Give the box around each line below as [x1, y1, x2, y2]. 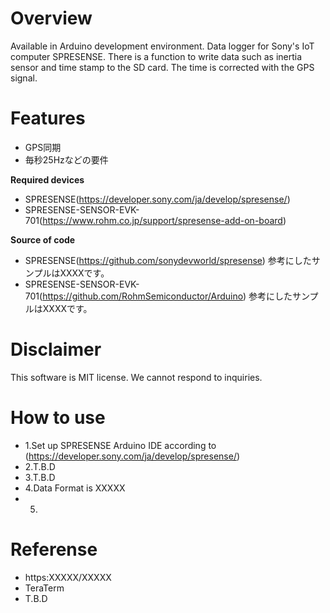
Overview [10, 7, 93, 30]
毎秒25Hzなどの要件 [24, 153, 109, 166]
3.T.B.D [24, 471, 56, 483]
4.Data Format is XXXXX [24, 482, 126, 494]
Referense [10, 538, 98, 561]
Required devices [10, 173, 85, 186]
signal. [10, 72, 38, 84]
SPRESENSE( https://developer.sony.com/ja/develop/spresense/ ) [24, 193, 291, 205]
